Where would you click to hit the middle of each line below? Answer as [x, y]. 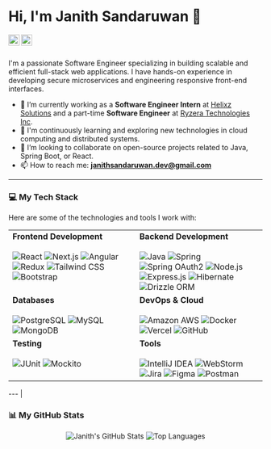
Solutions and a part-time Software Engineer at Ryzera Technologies [135, 113]
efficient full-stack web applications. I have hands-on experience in [120, 71]
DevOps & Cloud [172, 300]
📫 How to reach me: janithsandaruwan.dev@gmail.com [116, 165]
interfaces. [26, 89]
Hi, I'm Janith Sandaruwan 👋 [105, 17]
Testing [27, 344]
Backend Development [184, 237]
